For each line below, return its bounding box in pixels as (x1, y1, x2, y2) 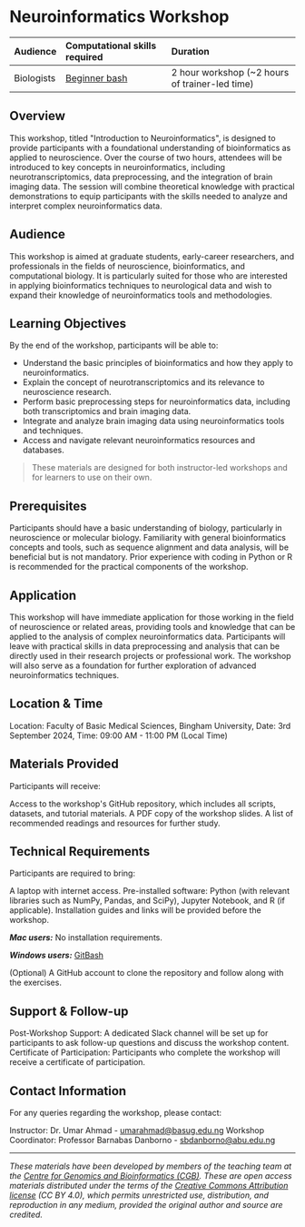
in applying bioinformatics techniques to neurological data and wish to (9, 279, 272, 290)
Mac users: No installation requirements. (9, 932, 163, 943)
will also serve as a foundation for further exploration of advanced (9, 660, 257, 671)
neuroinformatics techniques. (9, 670, 120, 680)
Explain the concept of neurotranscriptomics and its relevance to (22, 377, 265, 388)
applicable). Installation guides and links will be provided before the (9, 905, 261, 916)
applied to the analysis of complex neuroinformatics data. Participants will (9, 631, 286, 642)
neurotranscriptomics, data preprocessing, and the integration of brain (9, 171, 273, 182)
